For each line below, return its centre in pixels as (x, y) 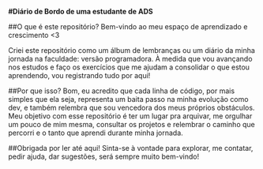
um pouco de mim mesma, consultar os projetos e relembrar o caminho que (131, 124)
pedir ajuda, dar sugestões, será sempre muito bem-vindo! (104, 156)
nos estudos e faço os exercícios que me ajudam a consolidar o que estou (129, 67)
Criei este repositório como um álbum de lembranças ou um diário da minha (131, 50)
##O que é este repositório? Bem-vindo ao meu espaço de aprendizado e (128, 26)
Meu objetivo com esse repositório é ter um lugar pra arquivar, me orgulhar (130, 116)
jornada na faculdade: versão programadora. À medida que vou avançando (130, 59)
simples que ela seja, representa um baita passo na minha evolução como (128, 99)
